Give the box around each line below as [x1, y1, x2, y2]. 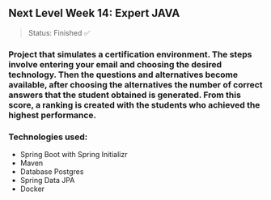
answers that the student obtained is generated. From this [8, 89, 241, 100]
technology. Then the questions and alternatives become [8, 69, 239, 80]
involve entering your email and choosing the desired [8, 58, 222, 70]
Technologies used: [8, 131, 88, 143]
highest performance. [8, 109, 97, 121]
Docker [19, 184, 45, 194]
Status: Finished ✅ [28, 28, 91, 37]
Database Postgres [19, 167, 84, 177]
